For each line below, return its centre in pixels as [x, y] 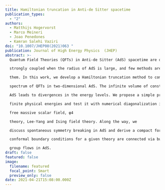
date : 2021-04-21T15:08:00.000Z [38, 180]
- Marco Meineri [26, 32]
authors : [14, 23]
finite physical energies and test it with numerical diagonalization [83, 104]
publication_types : [25, 14]
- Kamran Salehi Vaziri [34, 42]
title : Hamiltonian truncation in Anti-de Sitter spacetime [68, 10]
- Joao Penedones [27, 37]
